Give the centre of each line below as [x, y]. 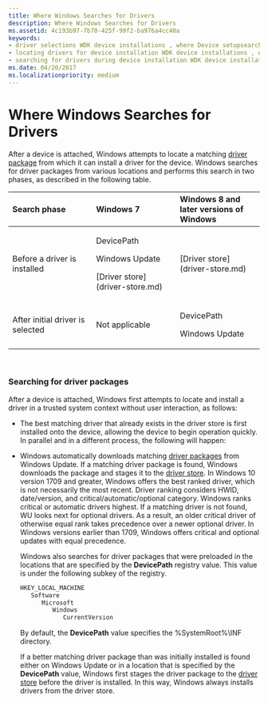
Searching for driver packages [69, 382]
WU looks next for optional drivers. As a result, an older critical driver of [138, 515]
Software [45, 595]
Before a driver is [45, 258]
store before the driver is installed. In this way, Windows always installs [136, 682]
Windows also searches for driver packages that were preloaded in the [136, 556]
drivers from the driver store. [67, 691]
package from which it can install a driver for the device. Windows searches [133, 162]
